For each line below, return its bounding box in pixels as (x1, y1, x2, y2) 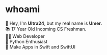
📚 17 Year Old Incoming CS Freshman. (5, 26, 87, 32)
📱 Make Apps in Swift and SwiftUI (5, 44, 75, 50)
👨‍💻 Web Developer (5, 33, 45, 39)
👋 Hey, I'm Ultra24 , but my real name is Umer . (5, 20, 102, 26)
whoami (5, 4, 40, 15)
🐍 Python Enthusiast (5, 38, 48, 44)
